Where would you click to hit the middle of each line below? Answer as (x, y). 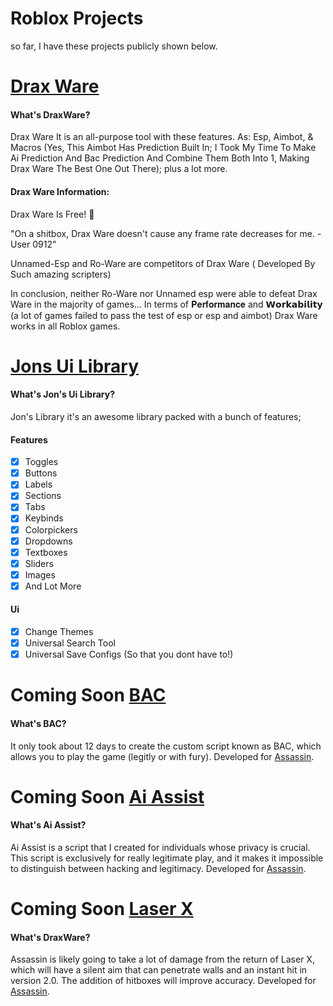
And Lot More (53, 586)
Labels (38, 484)
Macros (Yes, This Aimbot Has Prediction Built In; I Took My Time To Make (163, 148)
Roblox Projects (77, 18)
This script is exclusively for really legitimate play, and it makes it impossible (167, 858)
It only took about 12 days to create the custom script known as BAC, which (166, 746)
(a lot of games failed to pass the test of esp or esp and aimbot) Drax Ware (164, 315)
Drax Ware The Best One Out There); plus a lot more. (119, 169)
